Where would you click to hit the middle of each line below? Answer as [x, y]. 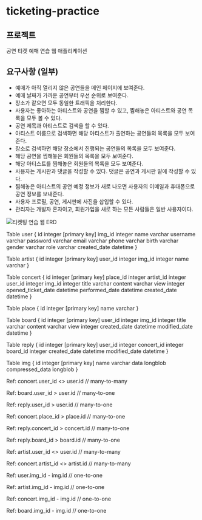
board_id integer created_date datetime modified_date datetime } [87, 351]
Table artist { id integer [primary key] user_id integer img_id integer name [98, 259]
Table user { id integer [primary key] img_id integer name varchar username [101, 234]
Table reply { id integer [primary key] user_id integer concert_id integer [95, 344]
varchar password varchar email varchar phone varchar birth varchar [93, 241]
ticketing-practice [53, 11]
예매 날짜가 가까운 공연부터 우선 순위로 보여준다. [72, 95]
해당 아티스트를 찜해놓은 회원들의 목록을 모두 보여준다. [79, 163]
